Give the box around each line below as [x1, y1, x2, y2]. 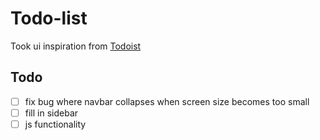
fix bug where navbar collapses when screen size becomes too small [24, 95, 310, 107]
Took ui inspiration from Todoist [10, 40, 142, 52]
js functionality [24, 118, 87, 130]
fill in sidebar [24, 107, 79, 119]
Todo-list [10, 7, 88, 30]
